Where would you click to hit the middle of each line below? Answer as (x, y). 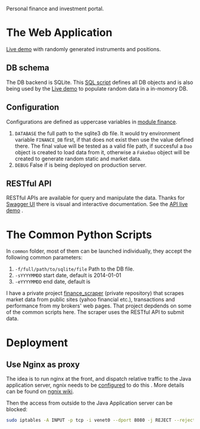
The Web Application (59, 33)
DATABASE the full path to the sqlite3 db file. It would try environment (97, 133)
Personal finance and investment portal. (55, 9)
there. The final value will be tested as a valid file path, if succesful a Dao (103, 146)
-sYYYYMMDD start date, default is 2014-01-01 (68, 275)
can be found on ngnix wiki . (40, 391)
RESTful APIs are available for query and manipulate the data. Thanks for (96, 198)
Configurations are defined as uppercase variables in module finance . (92, 122)
